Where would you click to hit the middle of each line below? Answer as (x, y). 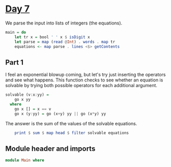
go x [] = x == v (33, 109)
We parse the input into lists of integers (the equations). (64, 23)
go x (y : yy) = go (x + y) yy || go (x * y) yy (60, 114)
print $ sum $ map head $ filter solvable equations (72, 133)
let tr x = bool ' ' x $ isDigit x (52, 37)
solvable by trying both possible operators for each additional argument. (81, 86)
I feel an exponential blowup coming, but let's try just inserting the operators (86, 75)
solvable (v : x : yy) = (27, 95)
